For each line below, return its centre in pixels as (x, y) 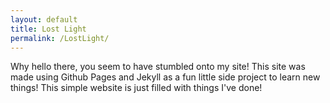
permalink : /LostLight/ (60, 38)
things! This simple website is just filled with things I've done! (136, 88)
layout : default (44, 19)
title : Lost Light (48, 29)
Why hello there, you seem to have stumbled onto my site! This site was (158, 67)
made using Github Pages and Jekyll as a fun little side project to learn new (165, 77)
